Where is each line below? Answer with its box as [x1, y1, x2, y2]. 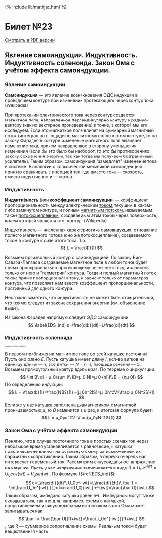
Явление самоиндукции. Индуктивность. [5, 51, 138, 60]
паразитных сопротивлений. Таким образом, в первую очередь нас [5, 453, 147, 459]
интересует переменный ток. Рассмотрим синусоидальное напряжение [5, 459, 156, 465]
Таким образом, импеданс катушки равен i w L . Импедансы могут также [5, 493, 155, 499]
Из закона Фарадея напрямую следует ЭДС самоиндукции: [5, 314, 130, 320]
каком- [137, 202, 153, 208]
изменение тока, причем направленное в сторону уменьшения [5, 143, 137, 149]
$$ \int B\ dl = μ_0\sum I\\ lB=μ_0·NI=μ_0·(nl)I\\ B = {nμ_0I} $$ [20, 374, 143, 380]
